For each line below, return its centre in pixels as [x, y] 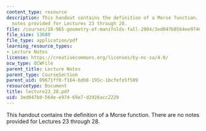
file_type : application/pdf [42, 40]
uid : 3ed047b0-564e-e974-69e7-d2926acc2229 [63, 97]
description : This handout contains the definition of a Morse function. [103, 18]
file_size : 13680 [29, 35]
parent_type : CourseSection [42, 75]
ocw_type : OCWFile [30, 63]
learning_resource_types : [39, 47]
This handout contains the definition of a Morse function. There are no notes [103, 114]
